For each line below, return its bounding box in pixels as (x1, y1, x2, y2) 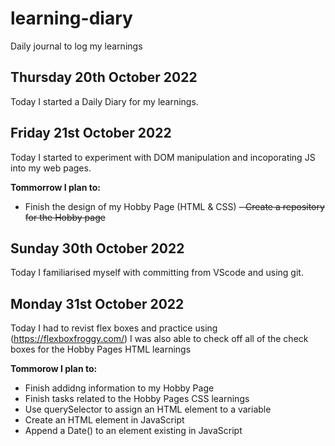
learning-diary (10, 7, 133, 30)
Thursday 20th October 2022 (10, 69, 198, 86)
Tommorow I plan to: (10, 363, 98, 375)
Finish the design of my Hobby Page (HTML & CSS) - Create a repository (24, 200, 325, 212)
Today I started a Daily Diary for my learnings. (10, 95, 199, 107)
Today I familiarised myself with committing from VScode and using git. (10, 267, 304, 279)
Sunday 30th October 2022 (10, 240, 185, 257)
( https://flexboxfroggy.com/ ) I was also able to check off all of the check (10, 333, 309, 345)
